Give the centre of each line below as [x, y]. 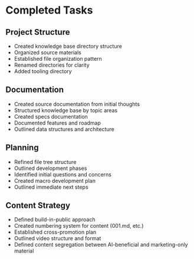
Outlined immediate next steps [51, 187]
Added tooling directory [43, 71]
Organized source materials [48, 53]
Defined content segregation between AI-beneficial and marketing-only [101, 245]
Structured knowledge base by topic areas [66, 110]
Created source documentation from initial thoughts [77, 104]
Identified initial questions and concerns [63, 174]
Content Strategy [38, 206]
